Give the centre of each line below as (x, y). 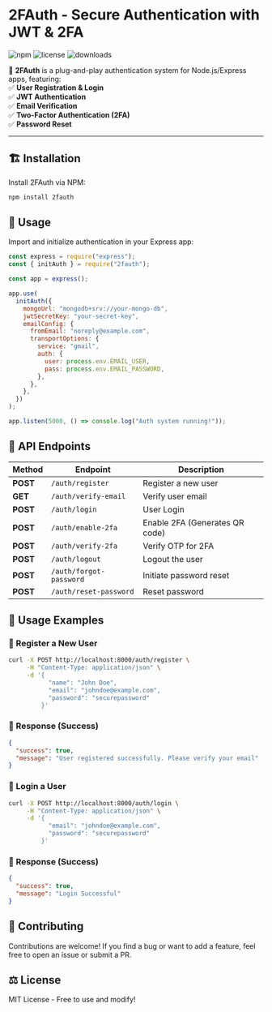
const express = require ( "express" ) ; (72, 257)
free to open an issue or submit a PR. (70, 954)
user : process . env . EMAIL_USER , (97, 361)
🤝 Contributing (46, 926)
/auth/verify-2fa (85, 546)
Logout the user (173, 559)
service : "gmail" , (68, 346)
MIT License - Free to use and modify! (72, 1000)
